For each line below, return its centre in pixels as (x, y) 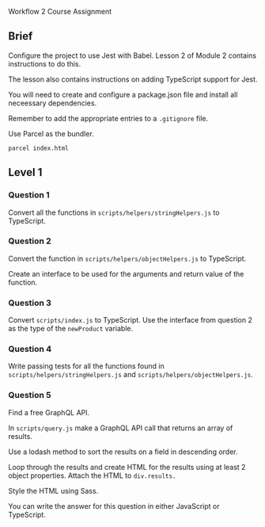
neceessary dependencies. (53, 103)
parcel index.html (38, 148)
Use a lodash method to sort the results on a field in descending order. (123, 452)
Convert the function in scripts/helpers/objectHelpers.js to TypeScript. (127, 258)
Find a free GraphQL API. (49, 412)
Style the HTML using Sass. (53, 491)
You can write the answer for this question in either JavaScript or (114, 506)
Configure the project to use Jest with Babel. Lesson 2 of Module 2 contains (132, 55)
